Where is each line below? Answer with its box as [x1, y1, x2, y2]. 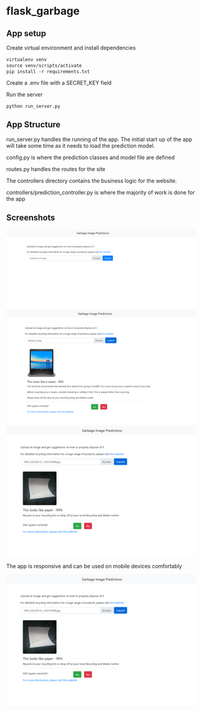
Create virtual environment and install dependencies [6, 44, 136, 51]
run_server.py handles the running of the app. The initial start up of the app [6, 136, 193, 143]
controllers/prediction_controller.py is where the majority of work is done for [6, 189, 196, 196]
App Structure [6, 119, 61, 130]
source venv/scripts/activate [6, 63, 82, 69]
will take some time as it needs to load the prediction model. [6, 142, 155, 149]
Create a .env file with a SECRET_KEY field [6, 80, 112, 86]
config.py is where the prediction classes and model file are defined [6, 154, 175, 161]
